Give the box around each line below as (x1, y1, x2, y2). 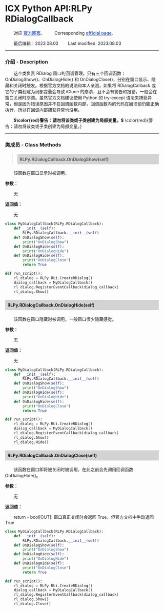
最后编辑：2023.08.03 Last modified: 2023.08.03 (14, 40, 122, 46)
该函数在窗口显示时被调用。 (14, 170, 69, 176)
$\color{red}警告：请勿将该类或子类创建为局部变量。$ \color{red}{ (14, 118, 149, 123)
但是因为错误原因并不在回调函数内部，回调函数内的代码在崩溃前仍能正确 (13, 101, 159, 107)
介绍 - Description (5, 58, 48, 65)
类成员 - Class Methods (5, 142, 61, 148)
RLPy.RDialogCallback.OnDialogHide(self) (7, 302, 95, 308)
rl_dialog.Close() (14, 601, 51, 607)
